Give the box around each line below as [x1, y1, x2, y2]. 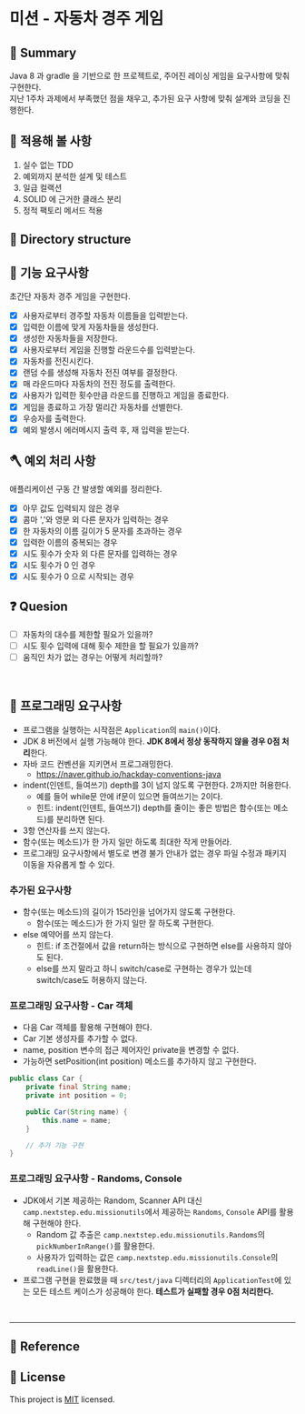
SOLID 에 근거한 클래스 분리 [22, 193, 122, 205]
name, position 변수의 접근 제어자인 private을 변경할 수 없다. [22, 1045, 240, 1056]
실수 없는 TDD [22, 159, 74, 170]
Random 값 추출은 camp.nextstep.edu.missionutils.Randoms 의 [35, 1228, 266, 1239]
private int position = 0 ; [25, 1091, 128, 1100]
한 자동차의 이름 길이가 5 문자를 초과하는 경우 [22, 525, 183, 537]
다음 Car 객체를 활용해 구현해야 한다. [22, 1022, 152, 1033]
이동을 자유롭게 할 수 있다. [22, 858, 115, 869]
